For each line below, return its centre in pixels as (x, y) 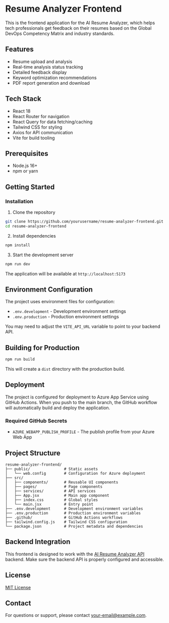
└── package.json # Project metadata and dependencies (74, 526)
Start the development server (43, 255)
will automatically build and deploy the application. (58, 408)
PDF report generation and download (51, 83)
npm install (18, 245)
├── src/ (14, 478)
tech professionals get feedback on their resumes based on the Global (78, 28)
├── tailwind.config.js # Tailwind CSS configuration (66, 522)
